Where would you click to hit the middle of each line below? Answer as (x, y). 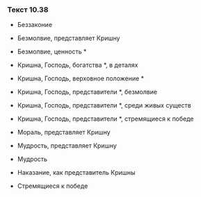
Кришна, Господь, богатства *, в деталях (78, 65)
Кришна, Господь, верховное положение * (81, 78)
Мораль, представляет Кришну (64, 132)
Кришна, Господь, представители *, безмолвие (87, 92)
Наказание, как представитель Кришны (76, 173)
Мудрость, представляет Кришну (67, 146)
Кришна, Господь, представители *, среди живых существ (104, 105)
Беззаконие (35, 25)
